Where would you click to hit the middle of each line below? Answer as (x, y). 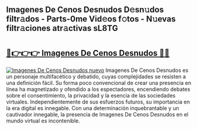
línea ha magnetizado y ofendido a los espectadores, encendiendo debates (98, 89)
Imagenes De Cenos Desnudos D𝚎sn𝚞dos (85, 10)
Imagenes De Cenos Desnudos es (147, 70)
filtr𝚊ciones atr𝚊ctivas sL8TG (62, 28)
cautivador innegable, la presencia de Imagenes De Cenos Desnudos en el (97, 114)
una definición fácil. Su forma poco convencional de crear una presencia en (99, 83)
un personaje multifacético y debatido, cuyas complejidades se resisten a (96, 76)
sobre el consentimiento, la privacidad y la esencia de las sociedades (91, 95)
